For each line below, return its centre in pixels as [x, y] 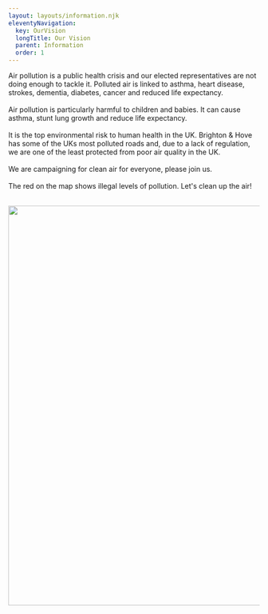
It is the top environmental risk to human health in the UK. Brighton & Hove [130, 135]
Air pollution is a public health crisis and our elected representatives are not [132, 76]
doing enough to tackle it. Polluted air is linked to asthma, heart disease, [126, 84]
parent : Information [49, 46]
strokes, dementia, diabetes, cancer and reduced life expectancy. [116, 92]
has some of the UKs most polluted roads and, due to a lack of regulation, [129, 144]
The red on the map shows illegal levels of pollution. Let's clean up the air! [130, 186]
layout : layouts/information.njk [64, 16]
